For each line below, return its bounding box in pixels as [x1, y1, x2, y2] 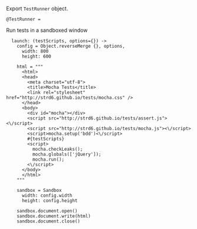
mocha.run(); [32, 157, 65, 162]
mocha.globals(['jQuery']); [32, 151, 101, 157]
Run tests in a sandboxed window [6, 26, 88, 34]
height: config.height [21, 198, 78, 204]
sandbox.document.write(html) [17, 213, 91, 219]
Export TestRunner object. [6, 5, 68, 12]
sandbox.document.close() [17, 218, 81, 224]
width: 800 [21, 48, 49, 54]
